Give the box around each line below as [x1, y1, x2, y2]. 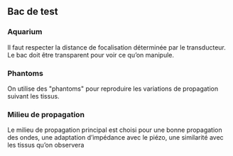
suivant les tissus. [7, 91, 60, 100]
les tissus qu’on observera [7, 141, 85, 150]
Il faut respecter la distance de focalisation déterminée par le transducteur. [7, 43, 226, 52]
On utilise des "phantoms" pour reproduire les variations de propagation [7, 84, 219, 93]
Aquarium [7, 27, 43, 37]
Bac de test [7, 6, 58, 18]
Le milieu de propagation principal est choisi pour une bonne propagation [7, 126, 222, 134]
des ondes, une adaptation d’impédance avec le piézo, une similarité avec [7, 133, 224, 142]
